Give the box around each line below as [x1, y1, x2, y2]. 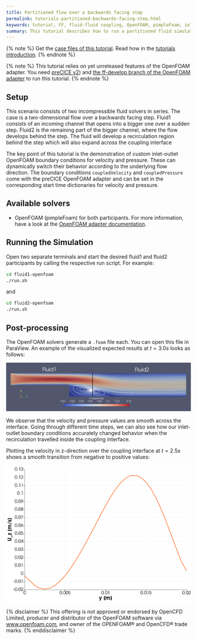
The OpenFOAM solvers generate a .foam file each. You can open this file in [6, 339, 189, 345]
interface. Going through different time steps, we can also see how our [6, 423, 177, 430]
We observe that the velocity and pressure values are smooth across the [6, 417, 182, 424]
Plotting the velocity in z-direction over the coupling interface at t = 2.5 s [6, 447, 181, 454]
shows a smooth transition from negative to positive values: [6, 453, 150, 460]
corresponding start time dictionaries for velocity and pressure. [6, 182, 159, 189]
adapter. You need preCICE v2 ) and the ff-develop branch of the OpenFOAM [6, 69, 191, 76]
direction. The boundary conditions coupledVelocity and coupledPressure [6, 169, 184, 176]
